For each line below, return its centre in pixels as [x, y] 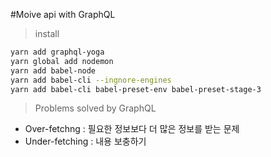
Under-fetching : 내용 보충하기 [85, 141]
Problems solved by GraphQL [95, 108]
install [47, 33]
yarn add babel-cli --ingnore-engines [91, 80]
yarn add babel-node [53, 70]
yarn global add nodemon [62, 61]
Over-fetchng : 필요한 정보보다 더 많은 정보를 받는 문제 [132, 129]
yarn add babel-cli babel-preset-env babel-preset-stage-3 [136, 89]
